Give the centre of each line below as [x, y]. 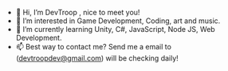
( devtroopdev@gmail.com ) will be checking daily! [97, 58]
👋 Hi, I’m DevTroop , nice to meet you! [78, 12]
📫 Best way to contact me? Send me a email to [93, 47]
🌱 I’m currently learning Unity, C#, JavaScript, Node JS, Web [115, 29]
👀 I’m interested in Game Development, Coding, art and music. [118, 21]
